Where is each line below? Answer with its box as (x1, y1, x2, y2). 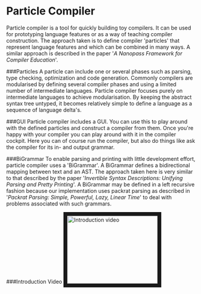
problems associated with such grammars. (6, 200, 112, 207)
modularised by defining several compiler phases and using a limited (6, 80, 176, 88)
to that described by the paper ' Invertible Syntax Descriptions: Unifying (6, 174, 184, 181)
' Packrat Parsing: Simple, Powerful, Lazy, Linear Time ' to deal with (6, 193, 172, 201)
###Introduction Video (6, 278, 63, 285)
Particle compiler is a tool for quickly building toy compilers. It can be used (6, 24, 191, 31)
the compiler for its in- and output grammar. (6, 143, 115, 151)
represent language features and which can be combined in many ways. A (6, 43, 191, 51)
